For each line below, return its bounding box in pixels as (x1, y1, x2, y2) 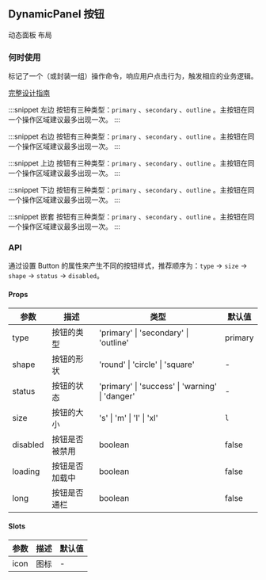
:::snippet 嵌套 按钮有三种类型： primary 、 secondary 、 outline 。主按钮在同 (8, 212, 255, 222)
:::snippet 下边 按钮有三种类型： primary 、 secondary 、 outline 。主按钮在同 (8, 185, 255, 195)
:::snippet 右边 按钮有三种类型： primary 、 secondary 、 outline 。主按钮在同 (8, 132, 255, 141)
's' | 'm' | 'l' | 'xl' (98, 412, 158, 423)
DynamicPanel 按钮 (8, 7, 105, 21)
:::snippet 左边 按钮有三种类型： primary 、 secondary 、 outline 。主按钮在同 (8, 105, 255, 115)
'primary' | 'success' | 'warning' (98, 380, 218, 391)
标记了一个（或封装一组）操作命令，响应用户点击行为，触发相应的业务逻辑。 (8, 71, 258, 81)
